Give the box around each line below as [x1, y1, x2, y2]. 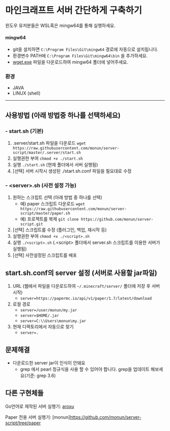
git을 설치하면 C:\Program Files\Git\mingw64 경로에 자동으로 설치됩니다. [12, 46, 158, 52]
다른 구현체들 [5, 389, 44, 397]
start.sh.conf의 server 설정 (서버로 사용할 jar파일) [5, 268, 158, 277]
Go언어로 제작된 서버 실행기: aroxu [5, 403, 74, 409]
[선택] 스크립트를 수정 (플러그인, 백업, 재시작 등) [12, 227, 107, 233]
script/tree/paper [5, 420, 41, 426]
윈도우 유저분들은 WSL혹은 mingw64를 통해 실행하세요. [5, 22, 115, 28]
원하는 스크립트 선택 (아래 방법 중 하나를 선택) [12, 194, 103, 201]
